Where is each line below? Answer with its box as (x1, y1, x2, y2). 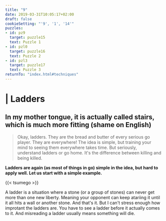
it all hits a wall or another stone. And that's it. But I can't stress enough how (5, 200, 161, 206)
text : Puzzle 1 (9, 40, 41, 45)
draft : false (5, 16, 32, 21)
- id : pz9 (5, 30, 26, 35)
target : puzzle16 (9, 49, 46, 54)
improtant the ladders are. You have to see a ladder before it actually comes (5, 205, 160, 211)
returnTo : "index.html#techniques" (5, 72, 79, 77)
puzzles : (5, 26, 23, 31)
